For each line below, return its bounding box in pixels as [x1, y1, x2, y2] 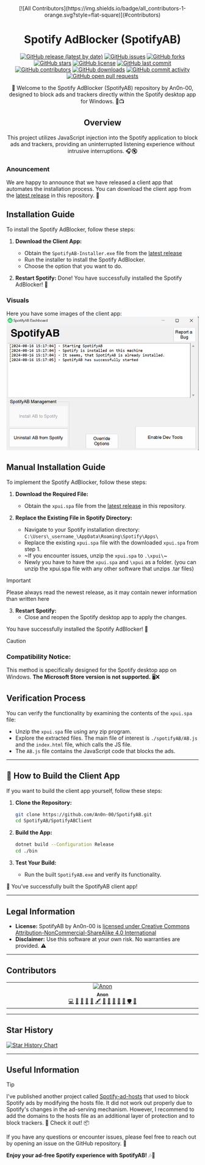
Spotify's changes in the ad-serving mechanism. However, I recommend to [6, 1106, 195, 1113]
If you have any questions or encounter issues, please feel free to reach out [6, 1133, 196, 1141]
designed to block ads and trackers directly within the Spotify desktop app [9, 91, 196, 98]
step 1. [24, 545, 41, 553]
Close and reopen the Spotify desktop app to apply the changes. [24, 613, 187, 620]
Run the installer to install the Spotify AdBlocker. [24, 256, 145, 263]
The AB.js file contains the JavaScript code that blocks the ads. [15, 747, 176, 754]
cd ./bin [15, 848, 38, 854]
